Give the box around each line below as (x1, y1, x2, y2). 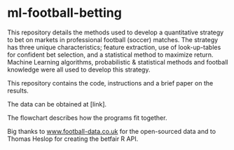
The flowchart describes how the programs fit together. (7, 114, 167, 122)
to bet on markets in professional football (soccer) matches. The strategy (7, 35, 219, 43)
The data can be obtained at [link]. (7, 100, 107, 108)
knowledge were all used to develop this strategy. (7, 65, 151, 74)
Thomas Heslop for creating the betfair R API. (7, 135, 139, 143)
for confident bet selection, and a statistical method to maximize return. (7, 50, 214, 59)
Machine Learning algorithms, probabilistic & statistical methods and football (7, 57, 228, 66)
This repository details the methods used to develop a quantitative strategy (7, 28, 224, 36)
